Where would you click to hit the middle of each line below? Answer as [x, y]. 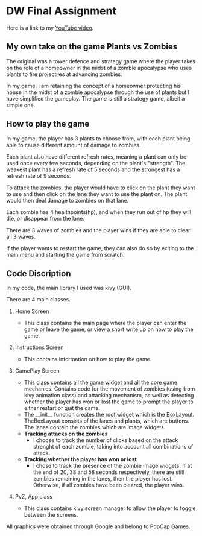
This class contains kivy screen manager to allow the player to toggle [110, 508]
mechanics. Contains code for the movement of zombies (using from [109, 389]
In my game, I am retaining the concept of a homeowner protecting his [93, 86]
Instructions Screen [39, 347]
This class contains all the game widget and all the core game [101, 383]
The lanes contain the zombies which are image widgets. [95, 427]
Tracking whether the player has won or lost [80, 459]
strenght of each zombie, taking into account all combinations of [113, 447]
